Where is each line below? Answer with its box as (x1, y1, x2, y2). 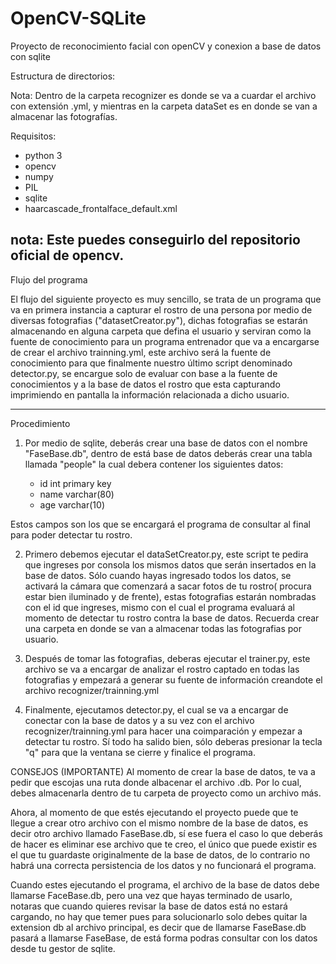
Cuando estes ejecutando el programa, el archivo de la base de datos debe (10, 878, 320, 891)
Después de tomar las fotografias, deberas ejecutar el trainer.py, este (24, 652, 311, 664)
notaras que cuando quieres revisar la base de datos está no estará (10, 900, 288, 912)
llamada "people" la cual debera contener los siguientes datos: (24, 458, 284, 470)
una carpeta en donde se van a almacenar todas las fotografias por (24, 622, 303, 634)
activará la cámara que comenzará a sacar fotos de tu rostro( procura (24, 580, 312, 592)
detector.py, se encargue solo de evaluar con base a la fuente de (10, 367, 278, 379)
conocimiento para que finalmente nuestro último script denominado (10, 357, 293, 369)
